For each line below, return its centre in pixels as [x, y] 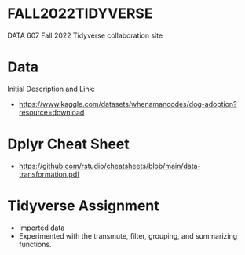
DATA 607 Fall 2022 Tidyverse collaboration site [85, 35]
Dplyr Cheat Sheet [69, 144]
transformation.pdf [49, 174]
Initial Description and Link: [51, 89]
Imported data [42, 228]
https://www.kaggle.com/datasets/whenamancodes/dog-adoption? [128, 104]
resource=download [51, 112]
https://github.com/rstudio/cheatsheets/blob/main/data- [110, 166]
